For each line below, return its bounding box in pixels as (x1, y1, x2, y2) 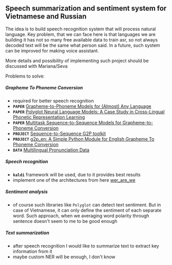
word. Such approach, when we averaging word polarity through (12, 213, 150, 219)
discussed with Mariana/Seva (5, 63, 68, 69)
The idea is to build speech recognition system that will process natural (5, 26, 156, 32)
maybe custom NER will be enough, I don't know (12, 254, 116, 260)
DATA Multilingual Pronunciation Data (12, 146, 90, 153)
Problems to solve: (5, 73, 45, 79)
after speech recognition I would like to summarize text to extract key (12, 242, 159, 249)
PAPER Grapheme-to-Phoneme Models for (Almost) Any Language (12, 103, 151, 109)
